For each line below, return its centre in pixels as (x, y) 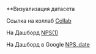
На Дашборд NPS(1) (32, 33)
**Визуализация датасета (41, 9)
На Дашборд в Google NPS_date (48, 44)
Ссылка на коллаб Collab (39, 21)
